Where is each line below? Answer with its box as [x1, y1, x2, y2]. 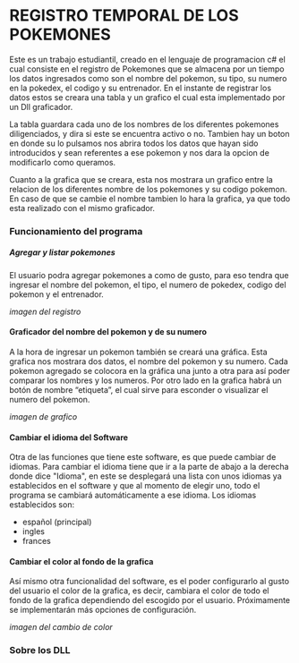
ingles [21, 526, 45, 537]
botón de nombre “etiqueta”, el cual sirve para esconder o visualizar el [9, 385, 269, 395]
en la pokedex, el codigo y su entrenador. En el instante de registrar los [9, 82, 271, 93]
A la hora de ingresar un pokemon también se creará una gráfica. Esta [9, 346, 268, 358]
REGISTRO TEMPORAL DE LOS [9, 5, 239, 26]
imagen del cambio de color [9, 622, 114, 633]
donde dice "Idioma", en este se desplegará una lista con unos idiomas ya [9, 471, 282, 481]
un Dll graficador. [9, 101, 73, 112]
